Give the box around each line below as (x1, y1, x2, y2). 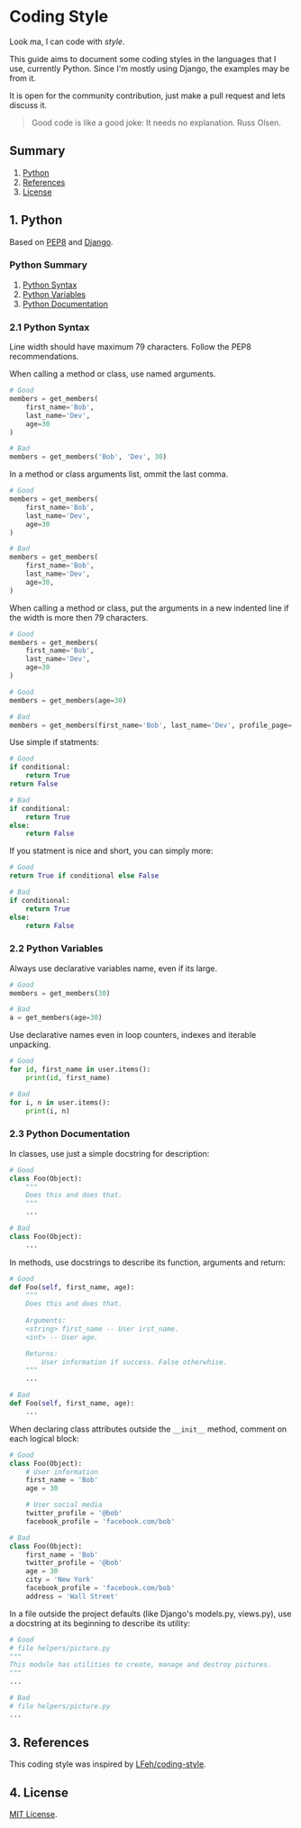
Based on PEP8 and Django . (9, 236, 114, 247)
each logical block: (9, 1432, 79, 1443)
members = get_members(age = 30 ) (9, 696, 127, 705)
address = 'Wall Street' (25, 1592, 119, 1601)
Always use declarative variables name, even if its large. (9, 962, 218, 974)
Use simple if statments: (9, 737, 99, 748)
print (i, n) (25, 1106, 70, 1115)
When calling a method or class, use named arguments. (9, 368, 216, 379)
